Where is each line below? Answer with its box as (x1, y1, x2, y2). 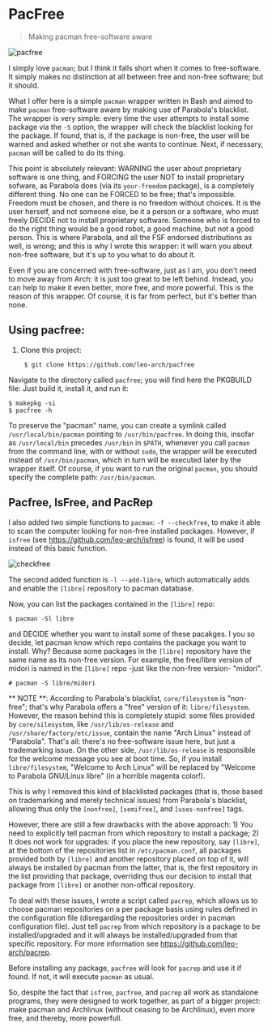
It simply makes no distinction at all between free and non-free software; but (8, 71, 264, 81)
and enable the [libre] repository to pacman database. (8, 583, 194, 593)
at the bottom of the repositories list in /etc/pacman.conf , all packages (8, 845, 242, 855)
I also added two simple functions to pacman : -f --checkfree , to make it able (8, 517, 261, 527)
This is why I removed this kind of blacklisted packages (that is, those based (8, 786, 263, 796)
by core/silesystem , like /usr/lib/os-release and (8, 719, 174, 728)
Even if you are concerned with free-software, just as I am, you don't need (8, 265, 257, 275)
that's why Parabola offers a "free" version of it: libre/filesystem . (29, 702, 251, 711)
